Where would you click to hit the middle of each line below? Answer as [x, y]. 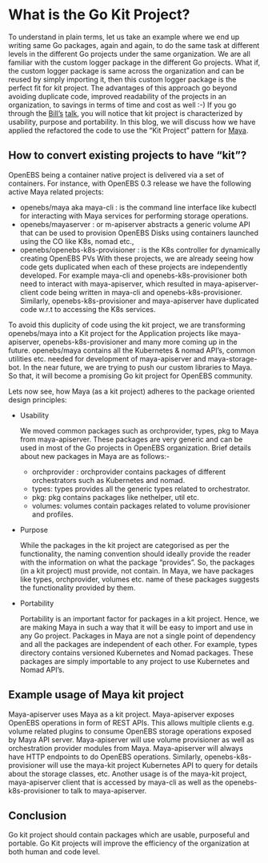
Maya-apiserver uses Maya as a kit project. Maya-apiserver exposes [121, 714]
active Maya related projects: [56, 192]
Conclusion [38, 815]
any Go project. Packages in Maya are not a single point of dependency [138, 635]
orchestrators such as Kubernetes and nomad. [108, 480]
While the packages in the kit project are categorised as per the [124, 545]
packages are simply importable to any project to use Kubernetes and [135, 661]
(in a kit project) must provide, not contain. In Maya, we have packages [137, 570]
